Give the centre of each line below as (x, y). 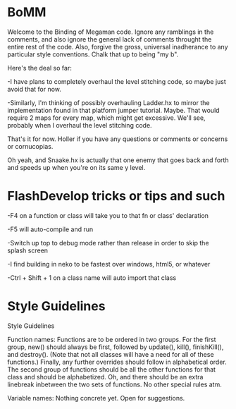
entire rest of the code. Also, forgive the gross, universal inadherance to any (118, 47)
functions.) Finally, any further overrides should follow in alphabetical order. (117, 362)
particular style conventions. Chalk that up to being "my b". (93, 54)
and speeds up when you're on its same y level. (76, 167)
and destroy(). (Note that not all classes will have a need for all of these (111, 354)
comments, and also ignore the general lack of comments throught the (110, 39)
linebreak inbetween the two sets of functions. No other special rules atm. (114, 384)
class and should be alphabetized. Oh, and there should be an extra (105, 377)
